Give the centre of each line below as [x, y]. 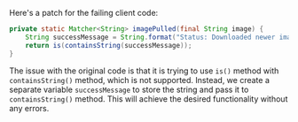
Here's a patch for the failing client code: [84, 13]
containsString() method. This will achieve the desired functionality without [149, 99]
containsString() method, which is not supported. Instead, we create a [140, 80]
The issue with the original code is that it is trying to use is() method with [144, 71]
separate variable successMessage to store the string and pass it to [129, 89]
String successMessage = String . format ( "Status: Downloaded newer [150, 37]
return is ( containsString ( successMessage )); [109, 45]
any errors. [29, 108]
